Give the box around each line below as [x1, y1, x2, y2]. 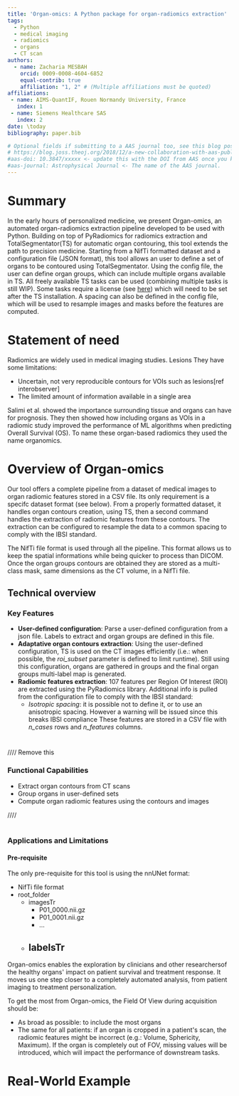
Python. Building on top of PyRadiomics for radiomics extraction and [7, 231, 208, 240]
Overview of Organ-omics [7, 460, 164, 477]
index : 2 [16, 116, 43, 123]
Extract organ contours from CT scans [17, 781, 130, 790]
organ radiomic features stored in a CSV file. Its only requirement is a [7, 492, 210, 500]
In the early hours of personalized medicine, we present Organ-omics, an [7, 216, 222, 225]
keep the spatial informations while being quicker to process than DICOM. [7, 551, 224, 559]
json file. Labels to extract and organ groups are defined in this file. [17, 632, 215, 641]
